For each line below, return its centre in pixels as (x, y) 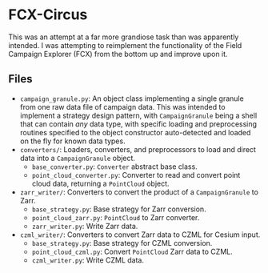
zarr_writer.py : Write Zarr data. (85, 226)
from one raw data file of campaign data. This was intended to (122, 106)
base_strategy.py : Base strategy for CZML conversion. (122, 243)
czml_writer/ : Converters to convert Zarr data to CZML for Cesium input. (140, 235)
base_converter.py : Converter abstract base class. (114, 167)
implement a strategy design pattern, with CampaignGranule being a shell (138, 115)
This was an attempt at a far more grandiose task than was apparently (124, 37)
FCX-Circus (48, 15)
